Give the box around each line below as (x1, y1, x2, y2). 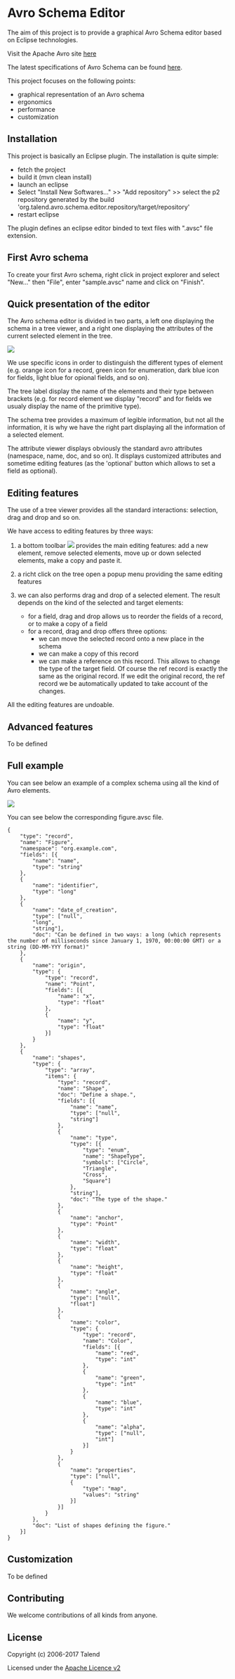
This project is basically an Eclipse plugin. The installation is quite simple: (7, 151, 219, 160)
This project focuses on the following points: (7, 76, 136, 85)
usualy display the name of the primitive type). (7, 402, 142, 411)
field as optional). (7, 466, 58, 475)
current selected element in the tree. (7, 332, 113, 340)
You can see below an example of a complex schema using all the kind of (7, 779, 220, 787)
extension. (7, 231, 38, 240)
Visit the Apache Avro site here (7, 49, 97, 58)
